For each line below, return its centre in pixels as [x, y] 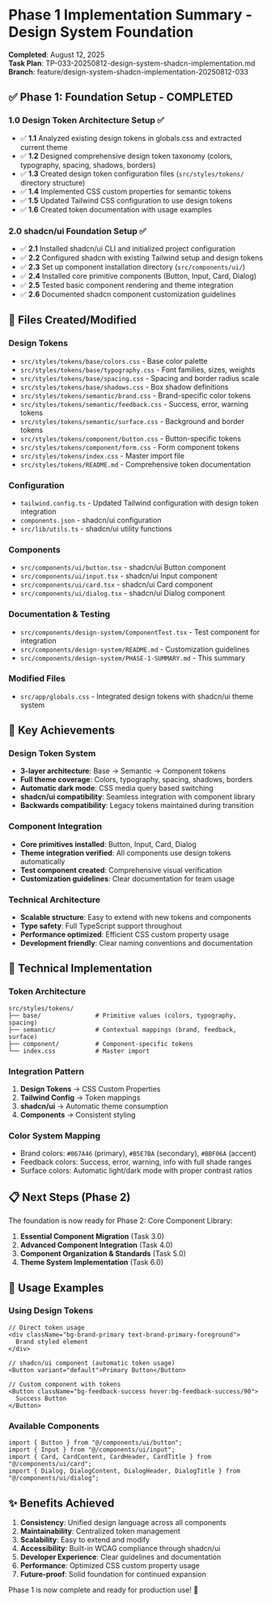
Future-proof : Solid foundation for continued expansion [113, 1574]
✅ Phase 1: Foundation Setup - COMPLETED [121, 98]
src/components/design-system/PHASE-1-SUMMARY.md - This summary [133, 657]
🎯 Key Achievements [61, 731]
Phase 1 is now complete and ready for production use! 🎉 [104, 1589]
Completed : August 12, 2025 [57, 54]
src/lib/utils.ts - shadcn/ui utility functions [96, 528]
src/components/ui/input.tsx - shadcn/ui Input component [119, 576]
